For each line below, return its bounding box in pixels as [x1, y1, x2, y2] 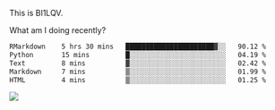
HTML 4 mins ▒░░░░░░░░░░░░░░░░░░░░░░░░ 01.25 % [9, 75, 267, 84]
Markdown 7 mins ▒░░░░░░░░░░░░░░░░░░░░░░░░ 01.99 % [9, 67, 267, 76]
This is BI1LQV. [9, 8, 64, 18]
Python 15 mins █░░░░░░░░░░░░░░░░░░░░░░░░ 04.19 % [9, 50, 267, 59]
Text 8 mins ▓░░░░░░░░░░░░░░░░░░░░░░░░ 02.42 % [9, 58, 267, 68]
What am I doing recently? [9, 25, 107, 35]
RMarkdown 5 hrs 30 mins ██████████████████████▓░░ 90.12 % [9, 42, 267, 51]
